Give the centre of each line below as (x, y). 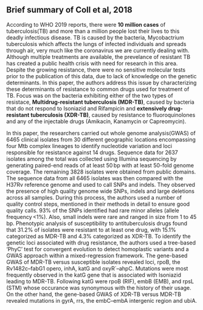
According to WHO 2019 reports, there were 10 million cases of (86, 24)
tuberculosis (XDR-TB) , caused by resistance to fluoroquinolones (113, 115)
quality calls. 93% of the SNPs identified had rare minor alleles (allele (93, 210)
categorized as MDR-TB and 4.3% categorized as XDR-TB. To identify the (98, 236)
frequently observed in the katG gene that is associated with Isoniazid (94, 275)
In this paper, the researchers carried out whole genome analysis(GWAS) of (101, 133)
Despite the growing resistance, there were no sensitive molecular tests (96, 70)
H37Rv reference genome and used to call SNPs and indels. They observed (101, 184)
